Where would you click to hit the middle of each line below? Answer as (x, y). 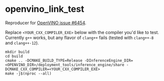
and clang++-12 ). (22, 42)
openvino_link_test (45, 9)
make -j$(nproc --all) (28, 73)
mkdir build (17, 52)
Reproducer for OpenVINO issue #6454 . (46, 23)
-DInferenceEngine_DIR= (109, 60)
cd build (14, 56)
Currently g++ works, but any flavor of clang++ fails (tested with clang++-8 (80, 38)
